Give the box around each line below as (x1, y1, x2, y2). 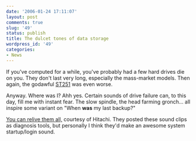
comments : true (6, 19, 43, 25)
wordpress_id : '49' (6, 42, 54, 47)
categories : (6, 47, 35, 53)
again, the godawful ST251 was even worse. (6, 80, 113, 88)
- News (6, 52, 22, 58)
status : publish (6, 30, 46, 36)
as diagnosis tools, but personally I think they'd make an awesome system (6, 122, 185, 129)
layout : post (6, 14, 38, 20)
